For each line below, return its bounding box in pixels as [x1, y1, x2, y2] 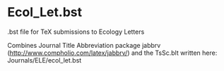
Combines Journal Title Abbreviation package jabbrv [7, 41, 161, 49]
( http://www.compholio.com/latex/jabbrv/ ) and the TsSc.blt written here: [7, 49, 218, 57]
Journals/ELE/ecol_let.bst [7, 56, 82, 64]
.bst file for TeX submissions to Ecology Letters [7, 27, 145, 36]
